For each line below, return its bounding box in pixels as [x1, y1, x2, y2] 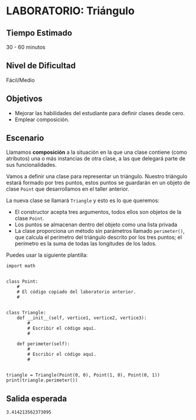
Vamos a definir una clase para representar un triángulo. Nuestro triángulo [6, 173, 188, 180]
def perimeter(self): [17, 341, 70, 347]
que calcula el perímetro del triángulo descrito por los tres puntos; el [14, 233, 182, 241]
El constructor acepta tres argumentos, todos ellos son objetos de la [14, 209, 182, 216]
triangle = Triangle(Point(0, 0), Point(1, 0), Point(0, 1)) [6, 372, 160, 378]
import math [6, 263, 36, 269]
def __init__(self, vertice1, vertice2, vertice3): [17, 315, 147, 321]
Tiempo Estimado [6, 28, 72, 38]
